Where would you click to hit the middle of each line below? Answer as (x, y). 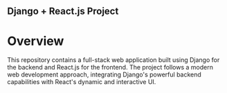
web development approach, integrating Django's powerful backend (105, 74)
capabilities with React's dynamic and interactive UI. (82, 82)
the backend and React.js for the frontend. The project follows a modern (110, 68)
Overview (36, 41)
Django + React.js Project (63, 11)
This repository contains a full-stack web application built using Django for (113, 60)
